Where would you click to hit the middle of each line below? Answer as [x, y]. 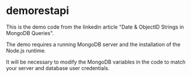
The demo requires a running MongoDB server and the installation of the [93, 44]
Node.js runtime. [26, 50]
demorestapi [38, 11]
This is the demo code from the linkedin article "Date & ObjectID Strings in [95, 27]
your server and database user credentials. [58, 68]
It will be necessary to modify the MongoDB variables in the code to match [96, 62]
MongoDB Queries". [30, 33]
